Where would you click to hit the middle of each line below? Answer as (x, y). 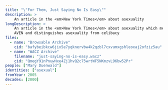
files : (12, 38)
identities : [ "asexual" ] (31, 70)
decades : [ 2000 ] (22, 79)
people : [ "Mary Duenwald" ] (33, 65)
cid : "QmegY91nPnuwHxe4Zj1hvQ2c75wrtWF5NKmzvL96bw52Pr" (74, 61)
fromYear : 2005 (21, 75)
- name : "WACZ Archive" (34, 51)
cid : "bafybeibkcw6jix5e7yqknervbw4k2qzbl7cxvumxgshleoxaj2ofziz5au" (88, 47)
